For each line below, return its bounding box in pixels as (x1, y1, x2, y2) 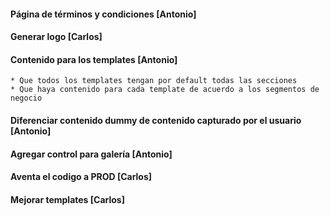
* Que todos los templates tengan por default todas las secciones (10, 76, 298, 86)
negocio (10, 93, 43, 104)
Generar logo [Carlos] (10, 31, 103, 43)
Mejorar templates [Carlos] (10, 193, 125, 205)
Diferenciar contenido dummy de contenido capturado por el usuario (10, 114, 302, 126)
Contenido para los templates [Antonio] (10, 53, 178, 65)
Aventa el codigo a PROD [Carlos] (10, 171, 153, 183)
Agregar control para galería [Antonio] (10, 148, 173, 160)
